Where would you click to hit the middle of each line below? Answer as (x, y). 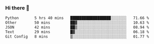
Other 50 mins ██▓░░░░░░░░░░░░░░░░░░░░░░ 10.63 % (77, 23)
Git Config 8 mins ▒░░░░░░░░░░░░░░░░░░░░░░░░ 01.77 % (77, 37)
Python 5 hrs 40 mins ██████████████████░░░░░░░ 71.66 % (77, 18)
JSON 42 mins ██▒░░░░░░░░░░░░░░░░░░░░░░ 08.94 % (77, 27)
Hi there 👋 (18, 8)
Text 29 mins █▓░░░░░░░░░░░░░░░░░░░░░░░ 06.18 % (77, 32)
